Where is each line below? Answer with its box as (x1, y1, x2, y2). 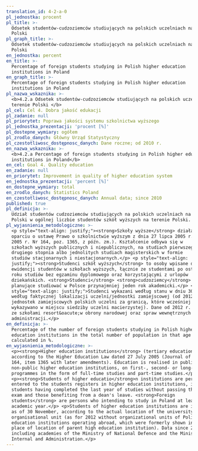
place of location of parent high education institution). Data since (11, 425, 189, 431)
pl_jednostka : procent (6, 14, 62, 20)
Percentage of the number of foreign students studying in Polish (11, 327, 178, 333)
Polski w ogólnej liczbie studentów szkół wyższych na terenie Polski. (11, 217, 192, 223)
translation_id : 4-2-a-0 (6, 8, 67, 15)
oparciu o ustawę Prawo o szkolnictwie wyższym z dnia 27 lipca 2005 (11, 233, 186, 239)
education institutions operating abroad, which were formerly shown (11, 420, 186, 426)
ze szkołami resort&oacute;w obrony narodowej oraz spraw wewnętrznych (11, 310, 192, 316)
